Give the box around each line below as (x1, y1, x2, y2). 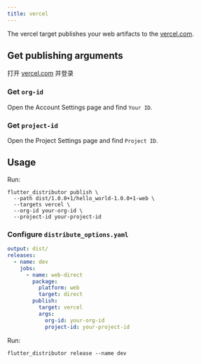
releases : (7, 252, 36, 259)
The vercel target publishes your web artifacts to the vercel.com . (7, 29, 194, 38)
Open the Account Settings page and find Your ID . (7, 103, 153, 111)
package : (32, 278, 58, 285)
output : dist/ (7, 246, 49, 253)
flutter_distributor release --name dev (7, 349, 127, 357)
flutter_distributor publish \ (7, 188, 99, 196)
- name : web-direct (25, 271, 83, 279)
